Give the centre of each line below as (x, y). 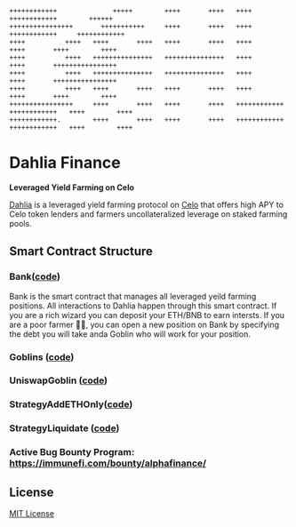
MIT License (32, 514)
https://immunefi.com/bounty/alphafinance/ (108, 463)
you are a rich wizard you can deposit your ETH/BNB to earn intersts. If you (147, 315)
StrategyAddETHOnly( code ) (71, 404)
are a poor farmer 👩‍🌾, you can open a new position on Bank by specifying (144, 324)
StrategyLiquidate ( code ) (64, 428)
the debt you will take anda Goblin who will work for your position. (130, 334)
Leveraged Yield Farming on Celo (72, 187)
